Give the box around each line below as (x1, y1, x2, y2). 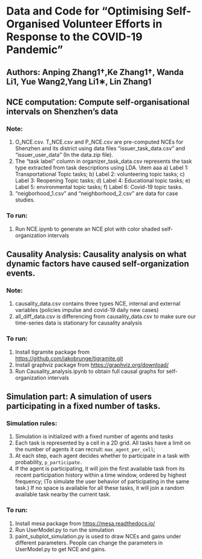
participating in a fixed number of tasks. (6, 401, 161, 411)
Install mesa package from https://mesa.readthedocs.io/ (15, 520, 155, 527)
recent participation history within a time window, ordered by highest (15, 471, 187, 479)
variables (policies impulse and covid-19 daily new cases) (15, 306, 159, 314)
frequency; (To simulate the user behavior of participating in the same (15, 478, 189, 485)
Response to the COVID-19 (6, 30, 143, 44)
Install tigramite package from (15, 348, 90, 356)
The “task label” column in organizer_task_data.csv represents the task (15, 157, 192, 165)
